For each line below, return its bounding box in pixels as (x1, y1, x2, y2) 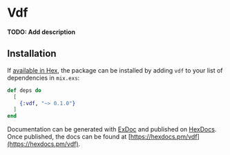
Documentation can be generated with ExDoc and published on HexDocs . (7, 125, 217, 134)
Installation (7, 48, 57, 60)
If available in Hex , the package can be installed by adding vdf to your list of (7, 66, 223, 74)
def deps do (7, 86, 41, 94)
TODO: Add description (7, 28, 76, 36)
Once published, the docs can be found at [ (7, 133, 131, 141)
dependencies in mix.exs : (7, 73, 80, 82)
